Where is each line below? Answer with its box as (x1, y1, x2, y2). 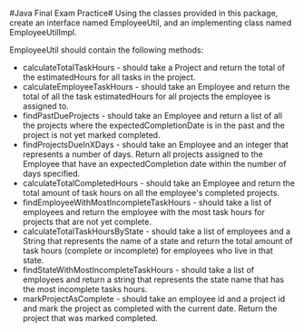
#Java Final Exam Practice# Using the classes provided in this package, (9, 8, 279, 18)
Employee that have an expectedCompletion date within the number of (22, 159, 287, 169)
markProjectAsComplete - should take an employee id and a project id (22, 294, 286, 304)
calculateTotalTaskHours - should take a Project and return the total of (22, 63, 286, 73)
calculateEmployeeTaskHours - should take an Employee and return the (22, 82, 290, 92)
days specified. (22, 168, 81, 179)
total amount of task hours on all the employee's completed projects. (22, 188, 279, 198)
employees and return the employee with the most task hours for (22, 207, 265, 217)
